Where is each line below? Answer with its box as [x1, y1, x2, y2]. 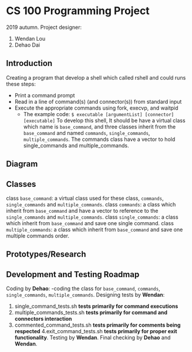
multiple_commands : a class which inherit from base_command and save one [6, 226, 183, 233]
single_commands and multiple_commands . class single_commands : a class [6, 213, 178, 221]
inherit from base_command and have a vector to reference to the [6, 207, 159, 214]
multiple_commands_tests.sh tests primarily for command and [14, 309, 168, 316]
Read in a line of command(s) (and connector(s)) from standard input [14, 98, 182, 105]
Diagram [6, 159, 38, 169]
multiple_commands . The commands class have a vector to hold [23, 136, 176, 143]
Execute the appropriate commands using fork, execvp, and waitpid [14, 104, 178, 111]
